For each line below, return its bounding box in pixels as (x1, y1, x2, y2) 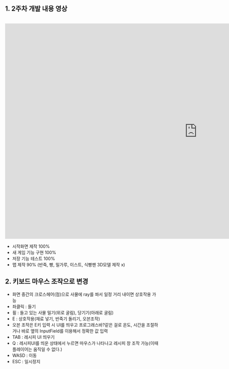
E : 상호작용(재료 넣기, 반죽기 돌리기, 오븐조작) (12, 316, 100, 322)
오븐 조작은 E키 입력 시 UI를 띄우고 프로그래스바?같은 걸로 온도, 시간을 (12, 322, 145, 327)
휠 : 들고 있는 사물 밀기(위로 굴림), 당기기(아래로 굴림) (12, 309, 114, 315)
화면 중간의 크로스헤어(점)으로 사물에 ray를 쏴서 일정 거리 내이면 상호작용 (12, 291, 151, 297)
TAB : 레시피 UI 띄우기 (12, 334, 55, 340)
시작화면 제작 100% (12, 243, 50, 249)
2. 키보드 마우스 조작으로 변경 (5, 278, 89, 286)
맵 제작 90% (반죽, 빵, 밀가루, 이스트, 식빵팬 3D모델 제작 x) (12, 261, 125, 267)
